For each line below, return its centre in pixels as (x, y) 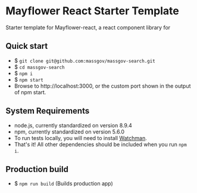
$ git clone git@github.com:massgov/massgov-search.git (85, 60)
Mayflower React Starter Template (92, 11)
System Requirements (48, 111)
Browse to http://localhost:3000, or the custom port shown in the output (102, 86)
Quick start (27, 46)
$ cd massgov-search (39, 67)
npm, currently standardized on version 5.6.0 (69, 132)
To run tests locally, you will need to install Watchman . (80, 138)
